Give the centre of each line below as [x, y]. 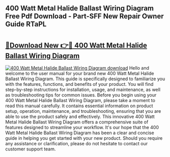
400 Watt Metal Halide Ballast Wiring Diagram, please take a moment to [80, 100]
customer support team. [31, 149]
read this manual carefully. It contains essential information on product [79, 106]
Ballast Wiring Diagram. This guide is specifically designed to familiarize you [85, 79]
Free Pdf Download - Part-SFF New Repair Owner [84, 17]
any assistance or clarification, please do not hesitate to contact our [77, 144]
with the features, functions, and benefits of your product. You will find [79, 84]
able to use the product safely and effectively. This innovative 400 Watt [80, 117]
